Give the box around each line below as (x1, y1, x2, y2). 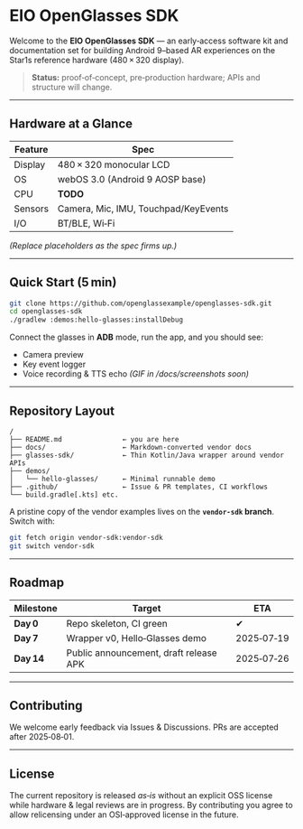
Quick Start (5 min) (9, 275, 117, 290)
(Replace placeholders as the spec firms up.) (9, 240, 178, 251)
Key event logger (22, 359, 87, 370)
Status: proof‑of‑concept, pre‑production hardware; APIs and (31, 71, 261, 82)
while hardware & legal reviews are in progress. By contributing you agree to (9, 800, 293, 811)
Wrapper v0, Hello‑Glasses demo (66, 631, 207, 644)
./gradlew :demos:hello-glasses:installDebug (9, 315, 183, 325)
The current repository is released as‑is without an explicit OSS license (9, 790, 273, 801)
